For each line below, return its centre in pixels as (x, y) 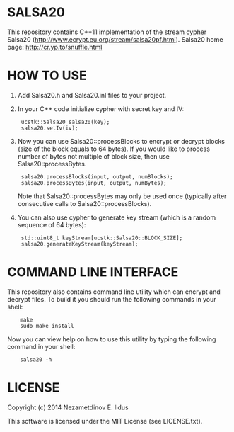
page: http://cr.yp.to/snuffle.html (55, 47)
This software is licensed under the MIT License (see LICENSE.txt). (105, 421)
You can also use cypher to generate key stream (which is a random (117, 217)
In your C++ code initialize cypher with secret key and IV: (101, 109)
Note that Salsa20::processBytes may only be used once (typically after (122, 196)
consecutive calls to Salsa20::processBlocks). (84, 203)
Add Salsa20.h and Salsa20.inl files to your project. (92, 95)
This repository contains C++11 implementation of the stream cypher (107, 32)
